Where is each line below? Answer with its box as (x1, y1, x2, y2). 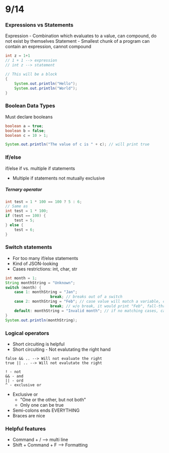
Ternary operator (5, 187, 42, 193)
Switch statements (5, 244, 52, 251)
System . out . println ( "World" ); (14, 85, 78, 91)
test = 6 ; (14, 227, 35, 232)
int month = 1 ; (5, 276, 37, 281)
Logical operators (5, 329, 49, 336)
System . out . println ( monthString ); (5, 318, 78, 323)
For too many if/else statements (12, 255, 78, 261)
